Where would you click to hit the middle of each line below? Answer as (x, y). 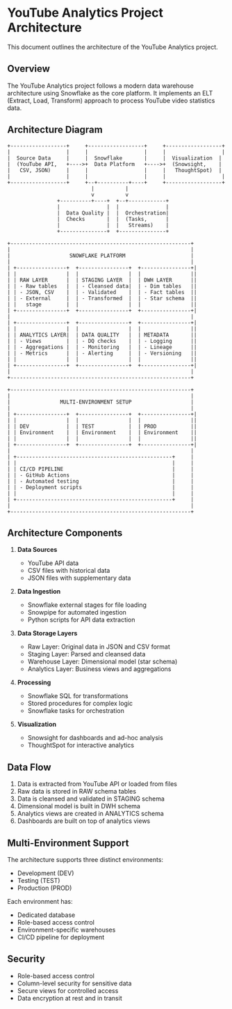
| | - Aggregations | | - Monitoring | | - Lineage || (102, 347)
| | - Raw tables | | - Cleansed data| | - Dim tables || (102, 286)
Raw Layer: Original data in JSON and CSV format (99, 647)
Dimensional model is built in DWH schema (79, 806)
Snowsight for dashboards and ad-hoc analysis (95, 738)
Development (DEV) (45, 873)
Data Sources (37, 550)
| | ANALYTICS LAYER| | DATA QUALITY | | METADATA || (102, 335)
